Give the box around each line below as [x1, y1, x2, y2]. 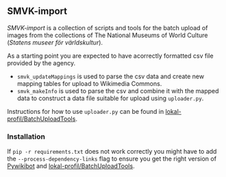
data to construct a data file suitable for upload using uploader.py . [16, 94, 204, 102]
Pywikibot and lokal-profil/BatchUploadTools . [7, 162, 135, 170]
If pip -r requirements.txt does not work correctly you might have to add [7, 147, 217, 156]
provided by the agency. [7, 58, 76, 67]
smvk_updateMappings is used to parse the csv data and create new [16, 72, 204, 80]
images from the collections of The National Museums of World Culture [7, 31, 208, 39]
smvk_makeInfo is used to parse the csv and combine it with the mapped [16, 86, 219, 95]
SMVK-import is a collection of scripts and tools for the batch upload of [7, 23, 208, 32]
